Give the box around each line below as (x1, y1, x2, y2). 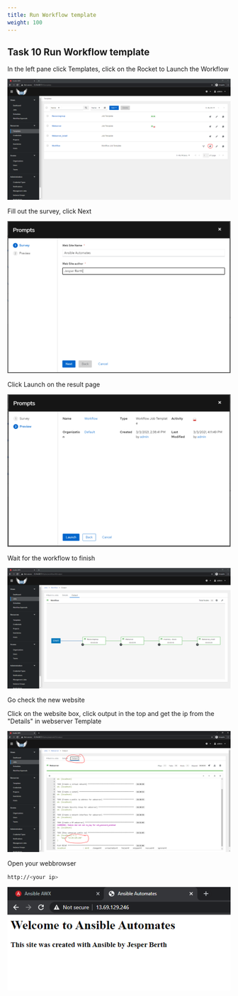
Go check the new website (7, 695, 85, 705)
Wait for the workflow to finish (7, 554, 96, 562)
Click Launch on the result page (7, 380, 101, 389)
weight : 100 (7, 18, 42, 26)
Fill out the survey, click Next (7, 206, 92, 216)
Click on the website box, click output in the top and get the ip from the (7, 710, 215, 718)
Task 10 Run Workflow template (7, 46, 150, 58)
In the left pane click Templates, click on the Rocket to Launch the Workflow (7, 65, 229, 74)
